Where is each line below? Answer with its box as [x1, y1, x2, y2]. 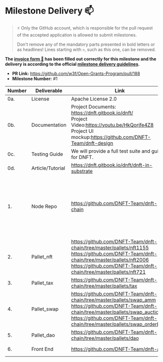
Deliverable [35, 87, 63, 94]
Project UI [71, 127, 94, 134]
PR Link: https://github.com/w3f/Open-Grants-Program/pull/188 [12, 70, 140, 76]
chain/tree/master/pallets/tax [71, 282, 137, 289]
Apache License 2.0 [71, 95, 117, 102]
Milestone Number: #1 [12, 75, 58, 82]
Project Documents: [71, 103, 116, 110]
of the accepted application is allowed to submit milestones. [16, 32, 137, 38]
